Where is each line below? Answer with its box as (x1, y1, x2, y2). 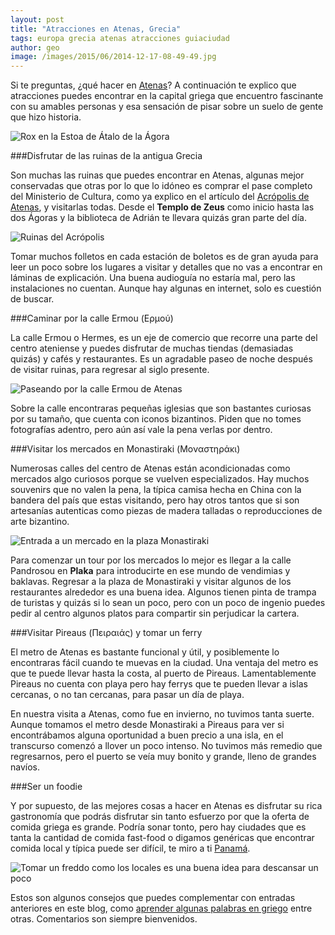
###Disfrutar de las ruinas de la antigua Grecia (10, 150, 203, 162)
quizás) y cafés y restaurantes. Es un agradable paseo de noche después (10, 353, 313, 365)
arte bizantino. (10, 516, 70, 528)
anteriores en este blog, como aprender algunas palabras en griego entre (10, 902, 313, 915)
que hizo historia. (10, 111, 82, 123)
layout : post (10, 14, 65, 25)
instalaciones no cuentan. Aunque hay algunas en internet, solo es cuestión (10, 282, 322, 295)
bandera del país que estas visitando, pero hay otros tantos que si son (10, 494, 300, 506)
